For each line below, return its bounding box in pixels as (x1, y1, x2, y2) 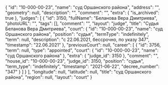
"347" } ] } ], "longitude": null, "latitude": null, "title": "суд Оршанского (5, 69, 151, 75)
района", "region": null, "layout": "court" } (5, 74, 92, 80)
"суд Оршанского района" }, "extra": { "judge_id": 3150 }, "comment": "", (5, 53, 159, 59)
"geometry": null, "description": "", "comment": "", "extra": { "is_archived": (5, 10, 160, 16)
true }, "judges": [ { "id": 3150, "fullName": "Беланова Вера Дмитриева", (5, 15, 157, 21)
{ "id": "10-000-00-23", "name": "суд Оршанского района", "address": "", (5, 5, 160, 10)
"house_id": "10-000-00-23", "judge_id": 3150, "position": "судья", (5, 58, 144, 64)
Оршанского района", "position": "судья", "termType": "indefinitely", (5, 31, 149, 37)
